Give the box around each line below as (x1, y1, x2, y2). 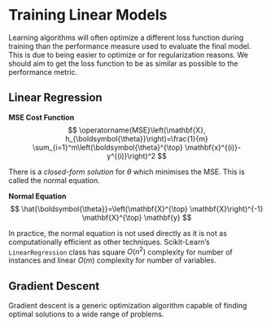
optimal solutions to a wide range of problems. (8, 309, 164, 319)
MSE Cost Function (8, 112, 75, 122)
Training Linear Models (8, 6, 168, 24)
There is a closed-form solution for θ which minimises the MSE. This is (8, 167, 246, 177)
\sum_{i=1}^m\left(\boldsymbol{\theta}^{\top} (32, 142, 183, 152)
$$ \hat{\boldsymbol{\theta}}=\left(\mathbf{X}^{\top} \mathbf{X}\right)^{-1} (10, 203, 264, 213)
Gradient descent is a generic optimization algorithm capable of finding (8, 301, 247, 311)
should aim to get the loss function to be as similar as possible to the (8, 59, 238, 68)
